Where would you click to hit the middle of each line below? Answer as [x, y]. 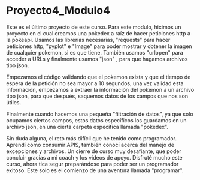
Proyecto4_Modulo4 [58, 10]
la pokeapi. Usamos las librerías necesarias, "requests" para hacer [88, 40]
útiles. [14, 102]
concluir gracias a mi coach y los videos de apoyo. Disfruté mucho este [94, 157]
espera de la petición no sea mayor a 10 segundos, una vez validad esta [95, 83]
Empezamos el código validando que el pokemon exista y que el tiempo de [99, 77]
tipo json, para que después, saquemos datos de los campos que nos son [97, 96]
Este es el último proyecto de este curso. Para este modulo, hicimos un [94, 27]
